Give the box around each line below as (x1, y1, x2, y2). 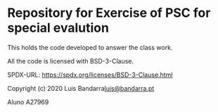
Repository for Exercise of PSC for (7, 5, 211, 21)
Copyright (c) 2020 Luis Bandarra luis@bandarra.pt (7, 84, 155, 92)
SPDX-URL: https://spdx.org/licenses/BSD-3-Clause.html (7, 70, 173, 79)
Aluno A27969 (7, 97, 49, 106)
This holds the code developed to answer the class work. (7, 43, 173, 51)
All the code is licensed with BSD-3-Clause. (7, 56, 134, 65)
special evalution (7, 20, 109, 36)
